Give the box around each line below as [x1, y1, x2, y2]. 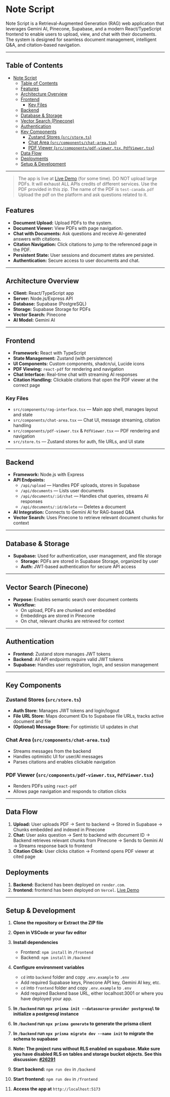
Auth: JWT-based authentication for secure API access [20, 564, 136, 570]
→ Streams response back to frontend [13, 842, 93, 849]
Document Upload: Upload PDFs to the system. [13, 219, 113, 226]
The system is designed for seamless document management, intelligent [6, 36, 157, 43]
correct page [13, 382, 40, 388]
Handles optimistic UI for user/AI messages [13, 753, 103, 759]
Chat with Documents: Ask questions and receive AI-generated [13, 230, 146, 237]
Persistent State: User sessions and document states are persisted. [13, 252, 155, 258]
